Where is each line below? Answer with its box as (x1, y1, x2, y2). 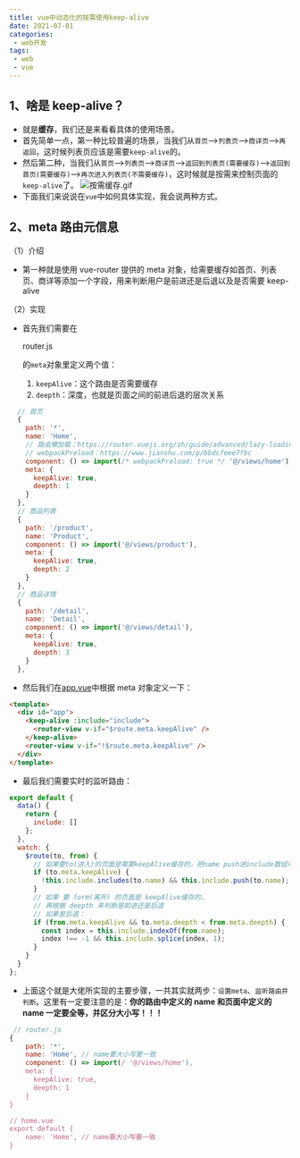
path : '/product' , (25, 523, 94, 532)
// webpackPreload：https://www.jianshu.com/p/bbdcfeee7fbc (25, 448, 253, 457)
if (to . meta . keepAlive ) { (32, 868, 129, 877)
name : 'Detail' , (25, 614, 87, 624)
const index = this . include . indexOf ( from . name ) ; (41, 926, 226, 935)
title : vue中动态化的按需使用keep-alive (9, 13, 150, 22)
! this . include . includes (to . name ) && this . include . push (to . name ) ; (41, 876, 290, 885)
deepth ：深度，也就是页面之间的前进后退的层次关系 (35, 389, 225, 400)
